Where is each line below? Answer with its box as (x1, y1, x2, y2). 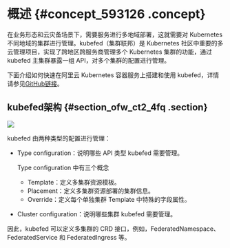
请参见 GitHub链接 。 (7, 79, 63, 87)
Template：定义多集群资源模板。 (27, 178, 121, 186)
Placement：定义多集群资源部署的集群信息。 (27, 187, 155, 195)
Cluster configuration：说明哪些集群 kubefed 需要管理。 (17, 209, 177, 218)
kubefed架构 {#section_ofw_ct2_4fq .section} (7, 101, 208, 114)
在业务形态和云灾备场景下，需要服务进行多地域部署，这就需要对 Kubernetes (7, 30, 222, 39)
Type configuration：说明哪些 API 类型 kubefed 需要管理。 (17, 149, 184, 157)
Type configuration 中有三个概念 (17, 163, 109, 172)
